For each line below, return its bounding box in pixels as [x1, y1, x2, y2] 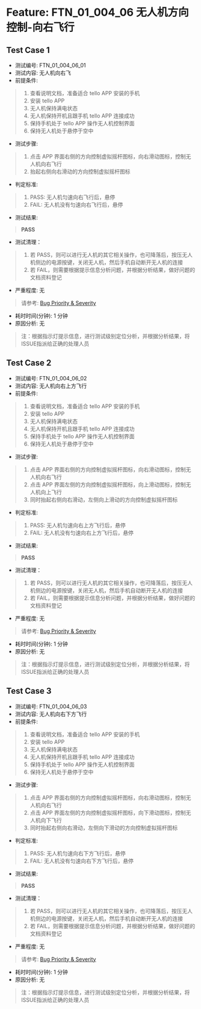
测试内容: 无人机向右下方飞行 [14, 710, 87, 717]
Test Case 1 [6, 45, 50, 55]
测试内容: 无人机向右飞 [14, 69, 71, 76]
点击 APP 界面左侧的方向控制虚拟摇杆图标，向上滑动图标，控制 [29, 480, 187, 488]
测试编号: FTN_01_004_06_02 [14, 374, 87, 382]
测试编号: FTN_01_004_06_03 [14, 703, 87, 710]
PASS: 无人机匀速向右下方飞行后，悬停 [29, 849, 126, 857]
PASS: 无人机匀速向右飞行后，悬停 [29, 193, 116, 201]
